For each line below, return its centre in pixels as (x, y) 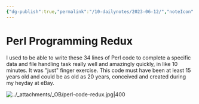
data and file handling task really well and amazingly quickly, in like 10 (92, 64)
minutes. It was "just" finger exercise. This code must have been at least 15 (99, 70)
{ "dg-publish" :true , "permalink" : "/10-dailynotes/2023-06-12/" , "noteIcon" (100, 12)
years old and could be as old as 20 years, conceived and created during (96, 76)
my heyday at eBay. (30, 83)
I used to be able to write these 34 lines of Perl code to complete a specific (99, 58)
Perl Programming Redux (70, 41)
